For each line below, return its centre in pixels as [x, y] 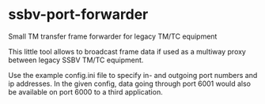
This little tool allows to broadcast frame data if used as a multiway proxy [127, 51]
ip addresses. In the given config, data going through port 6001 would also [130, 84]
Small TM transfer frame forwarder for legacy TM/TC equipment [113, 36]
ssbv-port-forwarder [78, 15]
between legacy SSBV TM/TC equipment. [76, 60]
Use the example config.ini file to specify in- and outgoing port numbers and [133, 75]
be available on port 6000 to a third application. [86, 91]
